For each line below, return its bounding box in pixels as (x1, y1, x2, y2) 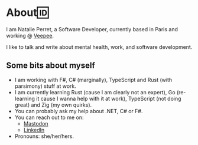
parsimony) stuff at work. (14, 83, 77, 90)
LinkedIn (23, 126, 45, 133)
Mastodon (23, 120, 48, 127)
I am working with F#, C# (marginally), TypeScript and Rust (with (14, 76, 173, 83)
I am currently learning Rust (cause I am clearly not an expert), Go (14, 88, 176, 95)
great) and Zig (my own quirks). (14, 101, 92, 108)
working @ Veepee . (6, 32, 54, 39)
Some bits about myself (6, 61, 96, 71)
